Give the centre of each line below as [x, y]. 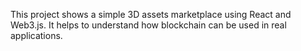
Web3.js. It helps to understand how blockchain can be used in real [148, 25]
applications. [36, 35]
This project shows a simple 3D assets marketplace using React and [151, 14]
